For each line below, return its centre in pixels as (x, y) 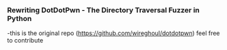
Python (19, 18)
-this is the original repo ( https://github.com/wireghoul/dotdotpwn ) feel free (113, 33)
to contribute (25, 41)
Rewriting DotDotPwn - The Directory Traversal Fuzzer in (104, 10)
